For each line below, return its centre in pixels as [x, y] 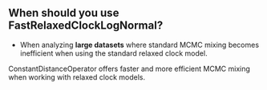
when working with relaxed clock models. [77, 77]
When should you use [64, 13]
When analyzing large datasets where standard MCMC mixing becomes [139, 45]
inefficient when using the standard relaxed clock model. [113, 53]
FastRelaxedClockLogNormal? [86, 26]
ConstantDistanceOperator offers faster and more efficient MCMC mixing [129, 68]
